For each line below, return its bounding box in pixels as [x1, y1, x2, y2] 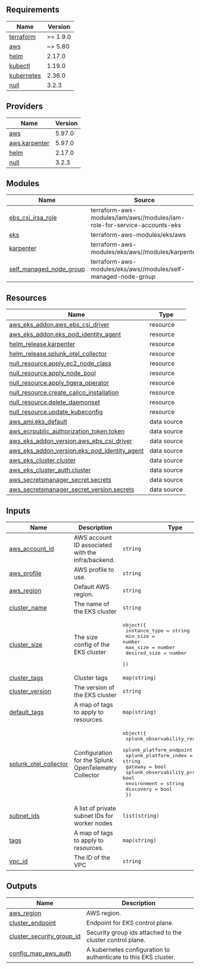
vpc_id [9, 857, 28, 866]
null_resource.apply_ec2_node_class [9, 359, 112, 368]
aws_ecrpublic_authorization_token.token [9, 427, 125, 436]
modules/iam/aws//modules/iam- [90, 214, 185, 222]
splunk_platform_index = [125, 752, 193, 759]
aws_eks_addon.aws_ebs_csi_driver [9, 320, 110, 329]
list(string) [123, 813, 160, 819]
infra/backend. [73, 556, 115, 564]
